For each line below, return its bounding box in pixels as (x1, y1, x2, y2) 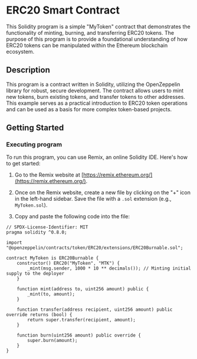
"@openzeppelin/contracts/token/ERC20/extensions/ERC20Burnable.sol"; (6, 245, 183, 251)
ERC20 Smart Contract (6, 4, 120, 17)
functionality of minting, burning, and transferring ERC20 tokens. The (6, 29, 175, 36)
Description (6, 65, 50, 75)
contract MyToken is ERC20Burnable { (6, 255, 99, 261)
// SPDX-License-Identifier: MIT (6, 224, 88, 230)
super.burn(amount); (27, 338, 78, 344)
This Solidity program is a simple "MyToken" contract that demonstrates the (6, 23, 191, 30)
